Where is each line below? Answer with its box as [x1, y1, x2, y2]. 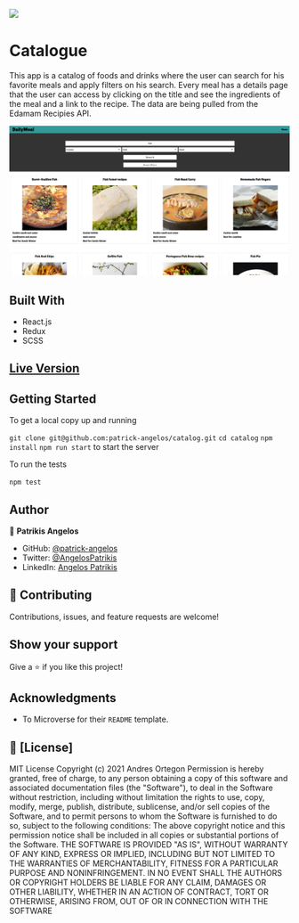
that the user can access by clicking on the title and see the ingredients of [9, 89, 280, 100]
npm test [9, 478, 42, 487]
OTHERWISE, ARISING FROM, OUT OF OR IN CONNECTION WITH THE [9, 896, 269, 907]
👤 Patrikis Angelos [9, 526, 79, 536]
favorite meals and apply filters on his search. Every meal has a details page [9, 79, 288, 90]
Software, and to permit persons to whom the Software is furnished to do [9, 811, 278, 821]
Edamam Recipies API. [9, 108, 92, 118]
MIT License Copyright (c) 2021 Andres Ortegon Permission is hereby [9, 764, 264, 774]
